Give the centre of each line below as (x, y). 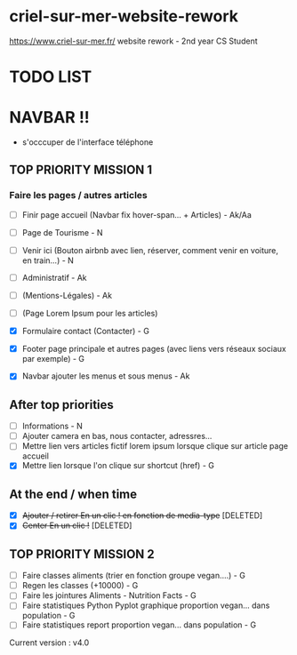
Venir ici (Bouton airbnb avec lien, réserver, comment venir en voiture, (150, 250)
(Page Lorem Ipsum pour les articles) (90, 314)
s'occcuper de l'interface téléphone (88, 142)
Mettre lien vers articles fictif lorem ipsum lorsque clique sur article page (155, 446)
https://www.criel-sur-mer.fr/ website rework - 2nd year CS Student (133, 41)
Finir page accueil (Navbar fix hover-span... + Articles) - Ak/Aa (136, 214)
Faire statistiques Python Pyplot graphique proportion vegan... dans (146, 605)
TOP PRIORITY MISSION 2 (82, 554)
